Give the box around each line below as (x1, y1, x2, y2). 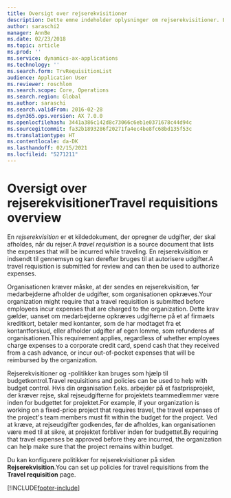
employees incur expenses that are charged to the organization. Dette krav (7, 304, 219, 313)
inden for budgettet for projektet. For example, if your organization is (7, 398, 200, 406)
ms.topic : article (7, 42, 60, 49)
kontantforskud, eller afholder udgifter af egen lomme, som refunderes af (7, 326, 214, 335)
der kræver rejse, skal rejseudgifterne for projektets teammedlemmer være (7, 391, 219, 400)
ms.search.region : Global (7, 94, 81, 101)
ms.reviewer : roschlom (7, 81, 72, 87)
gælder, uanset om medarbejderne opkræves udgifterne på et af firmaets (7, 311, 215, 320)
